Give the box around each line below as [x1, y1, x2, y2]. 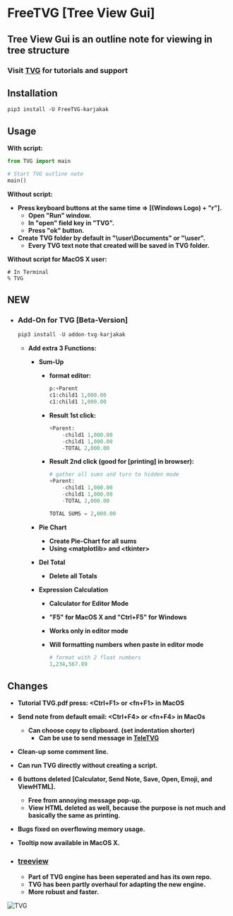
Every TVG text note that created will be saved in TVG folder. [28, 241, 210, 249]
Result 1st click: [49, 411, 97, 419]
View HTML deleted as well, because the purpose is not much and [28, 803, 226, 812]
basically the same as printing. [28, 811, 121, 820]
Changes [7, 680, 48, 692]
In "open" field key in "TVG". [28, 218, 115, 227]
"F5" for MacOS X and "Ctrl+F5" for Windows [49, 612, 187, 621]
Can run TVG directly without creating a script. [17, 761, 158, 769]
